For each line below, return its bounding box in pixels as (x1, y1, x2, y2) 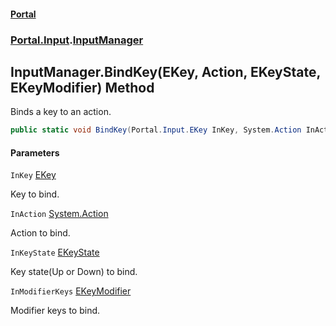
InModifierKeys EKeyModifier (10, 285, 132, 297)
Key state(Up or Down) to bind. (10, 266, 138, 278)
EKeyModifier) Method (10, 79, 155, 96)
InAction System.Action (10, 208, 109, 220)
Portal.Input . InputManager (10, 33, 144, 47)
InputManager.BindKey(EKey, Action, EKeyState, (10, 63, 321, 80)
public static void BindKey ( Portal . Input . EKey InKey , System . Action (10, 125, 302, 135)
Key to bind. (10, 188, 60, 200)
